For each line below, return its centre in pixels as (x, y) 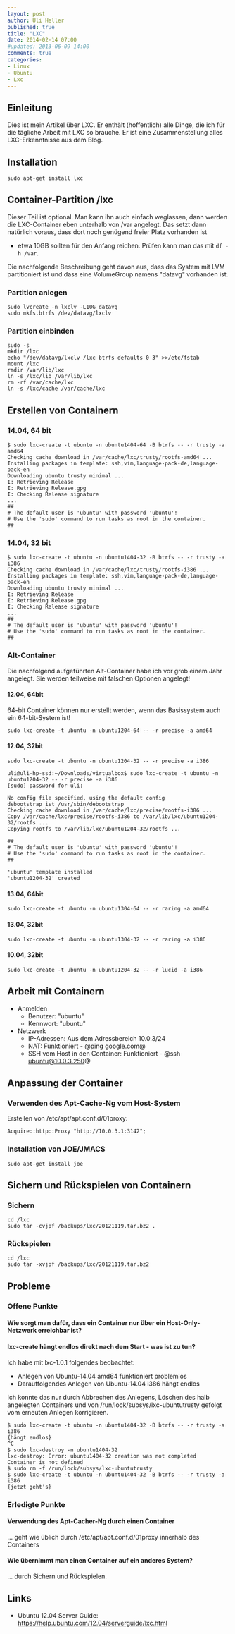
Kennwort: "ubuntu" (57, 1023)
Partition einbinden (41, 331)
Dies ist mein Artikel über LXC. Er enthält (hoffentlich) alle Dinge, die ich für (116, 125)
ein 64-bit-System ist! (39, 717)
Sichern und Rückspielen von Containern (99, 1185)
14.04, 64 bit (29, 430)
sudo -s (19, 346)
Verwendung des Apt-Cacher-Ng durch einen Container (91, 1521)
